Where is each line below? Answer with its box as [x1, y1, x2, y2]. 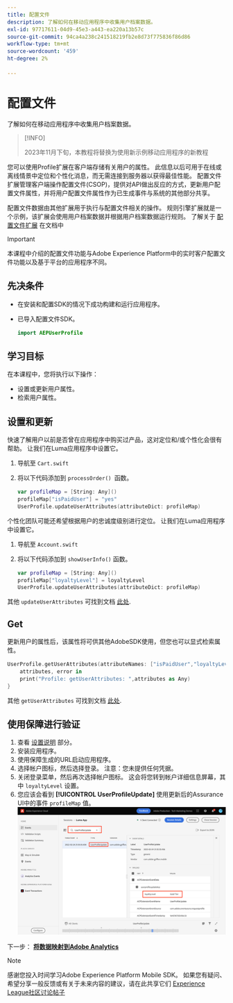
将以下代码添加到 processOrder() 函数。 [17, 474, 133, 482]
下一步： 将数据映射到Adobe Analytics [7, 943, 119, 951]
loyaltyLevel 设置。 [25, 781, 83, 790]
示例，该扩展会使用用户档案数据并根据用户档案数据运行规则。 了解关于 [12, 212, 216, 220]
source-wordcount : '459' [7, 48, 79, 55]
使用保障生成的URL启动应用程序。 [17, 756, 115, 764]
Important [7, 235, 35, 243]
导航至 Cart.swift [17, 459, 69, 467]
